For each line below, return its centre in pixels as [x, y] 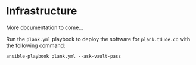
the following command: [36, 45]
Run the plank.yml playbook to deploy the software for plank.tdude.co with [98, 39]
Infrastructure [42, 11]
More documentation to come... [45, 27]
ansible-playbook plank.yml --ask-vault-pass [63, 56]
